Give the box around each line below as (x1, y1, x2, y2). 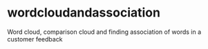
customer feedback (7, 35, 64, 43)
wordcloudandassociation (7, 5, 161, 21)
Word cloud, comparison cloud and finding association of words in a (7, 28, 202, 36)
